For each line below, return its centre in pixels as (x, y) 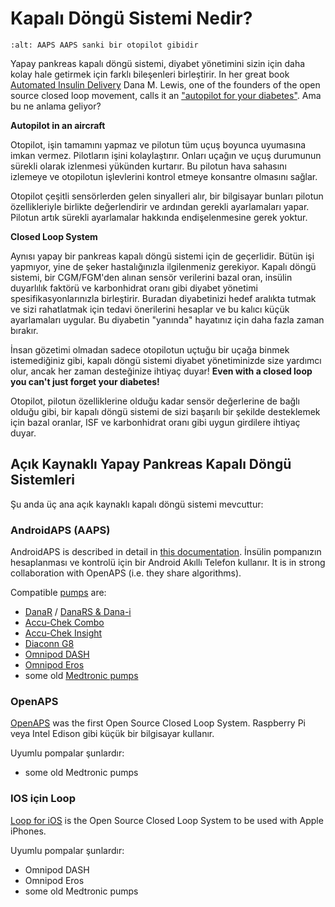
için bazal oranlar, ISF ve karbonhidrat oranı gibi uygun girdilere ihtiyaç (155, 422)
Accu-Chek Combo (64, 623)
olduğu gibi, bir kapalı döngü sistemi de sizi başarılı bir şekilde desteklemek (165, 411)
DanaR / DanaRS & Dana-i (78, 612)
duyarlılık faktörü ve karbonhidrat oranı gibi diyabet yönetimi (134, 288)
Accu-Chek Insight (63, 633)
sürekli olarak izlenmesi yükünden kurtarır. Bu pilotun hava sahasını (148, 166)
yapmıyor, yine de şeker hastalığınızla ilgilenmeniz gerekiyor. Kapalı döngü (163, 266)
